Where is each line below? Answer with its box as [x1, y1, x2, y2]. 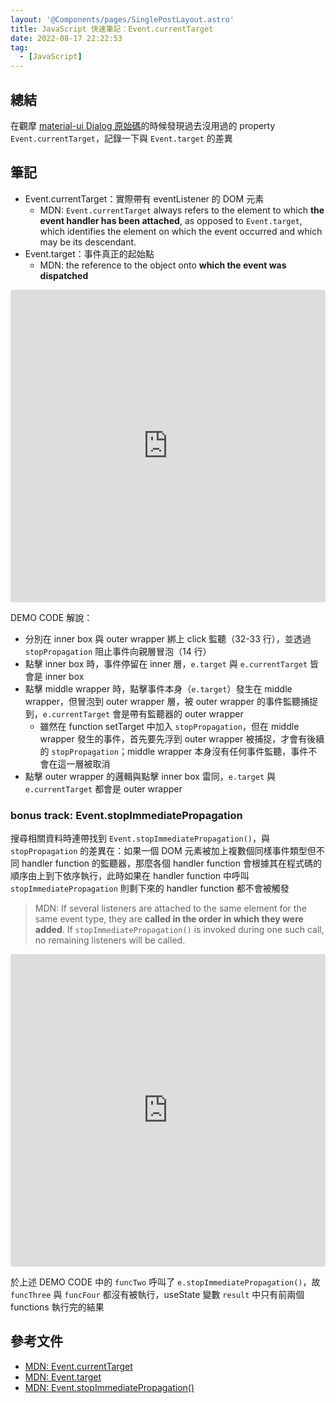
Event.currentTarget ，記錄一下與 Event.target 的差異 [10, 132, 233, 144]
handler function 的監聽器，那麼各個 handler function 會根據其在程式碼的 [21, 857, 322, 870]
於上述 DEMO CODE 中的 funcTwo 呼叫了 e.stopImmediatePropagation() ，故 [10, 1276, 321, 1288]
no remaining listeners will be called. [34, 934, 186, 946]
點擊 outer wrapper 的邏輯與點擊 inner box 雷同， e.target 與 [24, 770, 277, 782]
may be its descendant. [39, 236, 137, 248]
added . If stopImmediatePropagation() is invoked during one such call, [34, 924, 325, 936]
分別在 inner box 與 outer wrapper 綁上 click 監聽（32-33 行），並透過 [24, 632, 312, 645]
